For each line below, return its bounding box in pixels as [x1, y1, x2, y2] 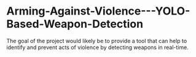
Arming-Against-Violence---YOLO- [6, 4, 190, 18]
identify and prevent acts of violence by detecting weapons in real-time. [6, 44, 189, 51]
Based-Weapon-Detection [6, 17, 143, 31]
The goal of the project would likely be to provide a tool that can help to [6, 37, 187, 44]
